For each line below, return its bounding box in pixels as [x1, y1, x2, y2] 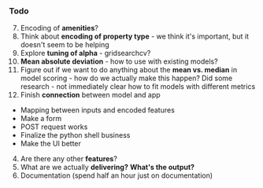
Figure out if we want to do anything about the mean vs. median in [20, 65, 238, 75]
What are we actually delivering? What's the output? [20, 163, 195, 172]
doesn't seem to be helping [20, 40, 109, 50]
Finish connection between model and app [20, 90, 161, 100]
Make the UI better [20, 139, 82, 149]
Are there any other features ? [20, 154, 117, 164]
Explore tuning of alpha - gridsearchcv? [20, 49, 151, 58]
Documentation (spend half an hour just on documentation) [20, 171, 213, 180]
